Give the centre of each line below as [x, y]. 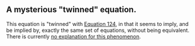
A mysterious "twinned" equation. [71, 10]
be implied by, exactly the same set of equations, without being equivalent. [98, 30]
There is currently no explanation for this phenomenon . [74, 36]
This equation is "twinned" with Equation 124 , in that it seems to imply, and [97, 24]
